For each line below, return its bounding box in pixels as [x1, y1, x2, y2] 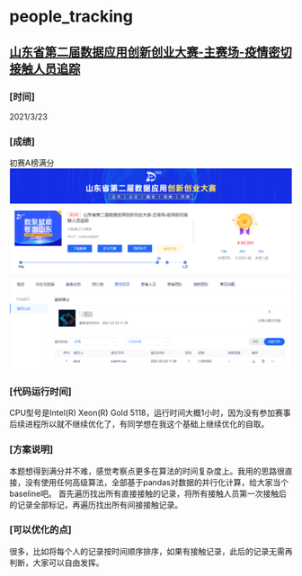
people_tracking [9, 6, 133, 27]
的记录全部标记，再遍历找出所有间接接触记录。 [9, 499, 182, 510]
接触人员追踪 [9, 61, 81, 76]
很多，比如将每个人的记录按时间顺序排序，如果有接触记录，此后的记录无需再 [9, 545, 293, 556]
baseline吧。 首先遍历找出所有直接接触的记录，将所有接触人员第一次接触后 [9, 488, 288, 499]
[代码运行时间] [9, 385, 72, 397]
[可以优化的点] [9, 524, 72, 536]
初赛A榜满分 [9, 157, 55, 168]
